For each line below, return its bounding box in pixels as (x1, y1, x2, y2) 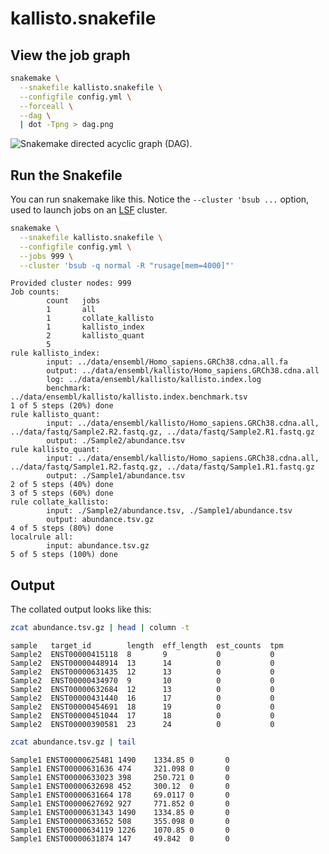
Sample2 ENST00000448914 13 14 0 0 (10, 658, 275, 669)
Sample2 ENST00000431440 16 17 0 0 (10, 693, 275, 704)
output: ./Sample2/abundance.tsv (46, 436, 186, 446)
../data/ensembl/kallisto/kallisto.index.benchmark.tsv (10, 392, 248, 402)
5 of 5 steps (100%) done (10, 550, 118, 560)
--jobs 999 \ (19, 251, 74, 261)
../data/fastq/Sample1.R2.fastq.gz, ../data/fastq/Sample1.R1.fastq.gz (10, 462, 315, 472)
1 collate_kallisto (46, 313, 155, 324)
